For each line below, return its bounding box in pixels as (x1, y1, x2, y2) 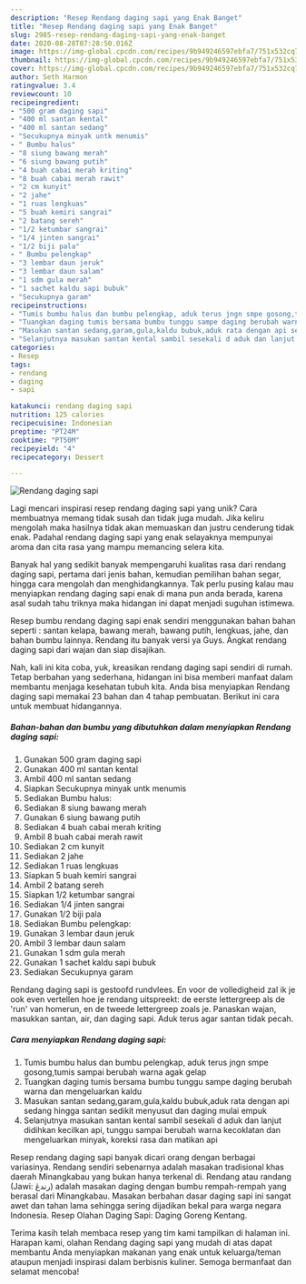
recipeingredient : (10, 97, 80, 107)
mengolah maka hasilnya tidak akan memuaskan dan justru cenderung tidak (10, 522, 294, 533)
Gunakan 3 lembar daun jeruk (23, 928, 135, 939)
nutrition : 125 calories (10, 410, 104, 419)
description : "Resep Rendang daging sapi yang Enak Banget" (10, 13, 243, 23)
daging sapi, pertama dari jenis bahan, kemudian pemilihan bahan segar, (10, 569, 281, 580)
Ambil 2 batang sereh (23, 879, 104, 891)
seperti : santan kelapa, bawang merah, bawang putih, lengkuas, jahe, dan (10, 625, 289, 637)
